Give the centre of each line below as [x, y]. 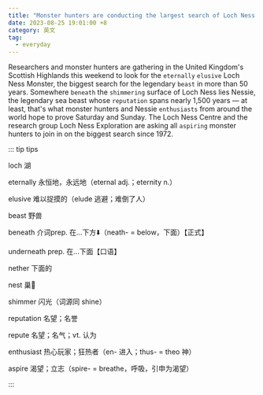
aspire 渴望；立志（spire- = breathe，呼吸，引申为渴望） [101, 369]
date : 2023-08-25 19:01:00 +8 [58, 23]
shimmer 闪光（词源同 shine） [57, 302]
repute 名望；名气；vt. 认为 [52, 335]
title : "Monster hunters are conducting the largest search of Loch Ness [132, 15]
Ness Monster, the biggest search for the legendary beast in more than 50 [128, 84]
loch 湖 [20, 165]
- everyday [33, 45]
